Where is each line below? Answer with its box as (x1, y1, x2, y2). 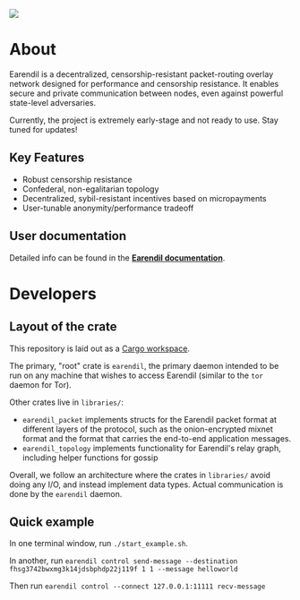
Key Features (9, 150, 85, 166)
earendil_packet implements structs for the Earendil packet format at (21, 414, 278, 424)
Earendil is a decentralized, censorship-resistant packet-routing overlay (9, 68, 274, 80)
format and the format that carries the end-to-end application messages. (21, 433, 292, 443)
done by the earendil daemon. (9, 488, 123, 499)
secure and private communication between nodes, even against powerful (9, 88, 284, 99)
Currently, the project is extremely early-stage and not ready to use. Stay (9, 115, 279, 125)
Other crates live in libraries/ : (9, 397, 124, 407)
